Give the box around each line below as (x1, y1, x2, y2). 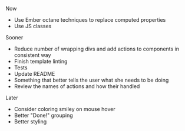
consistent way (14, 52, 51, 58)
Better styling (14, 118, 47, 125)
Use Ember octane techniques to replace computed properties (14, 16, 166, 23)
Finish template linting (14, 58, 68, 65)
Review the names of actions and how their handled (14, 83, 140, 90)
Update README (14, 70, 55, 77)
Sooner (5, 34, 24, 41)
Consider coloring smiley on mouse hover (14, 106, 115, 112)
